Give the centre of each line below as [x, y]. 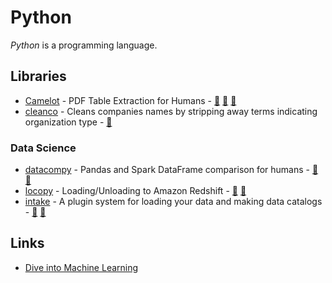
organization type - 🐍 [68, 122]
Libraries [38, 76]
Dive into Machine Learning [81, 267]
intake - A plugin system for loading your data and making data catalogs [173, 202]
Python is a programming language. [84, 45]
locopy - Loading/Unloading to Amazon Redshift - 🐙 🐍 [135, 191]
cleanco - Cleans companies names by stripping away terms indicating [171, 111]
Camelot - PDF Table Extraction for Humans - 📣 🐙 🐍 [130, 100]
